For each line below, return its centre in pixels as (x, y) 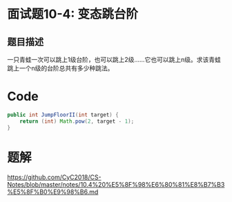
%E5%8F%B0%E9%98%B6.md (53, 192)
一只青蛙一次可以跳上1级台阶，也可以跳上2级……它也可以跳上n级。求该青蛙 (114, 60)
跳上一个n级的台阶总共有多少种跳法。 (60, 68)
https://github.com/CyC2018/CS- (54, 177)
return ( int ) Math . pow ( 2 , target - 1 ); (77, 121)
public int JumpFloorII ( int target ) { (63, 114)
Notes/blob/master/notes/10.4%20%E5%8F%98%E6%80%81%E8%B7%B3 (116, 184)
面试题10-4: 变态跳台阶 (72, 14)
